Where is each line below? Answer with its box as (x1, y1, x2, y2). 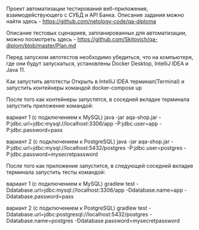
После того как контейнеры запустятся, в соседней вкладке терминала (6, 96, 190, 103)
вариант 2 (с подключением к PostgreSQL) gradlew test (6, 204, 148, 211)
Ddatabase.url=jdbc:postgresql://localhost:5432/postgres (6, 211, 148, 217)
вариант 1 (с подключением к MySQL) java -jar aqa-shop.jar (6, 114, 158, 121)
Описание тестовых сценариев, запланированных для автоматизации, (6, 29, 187, 36)
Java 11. (6, 66, 26, 73)
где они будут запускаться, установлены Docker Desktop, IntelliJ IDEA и (6, 60, 189, 67)
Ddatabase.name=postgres (6, 217, 74, 224)
